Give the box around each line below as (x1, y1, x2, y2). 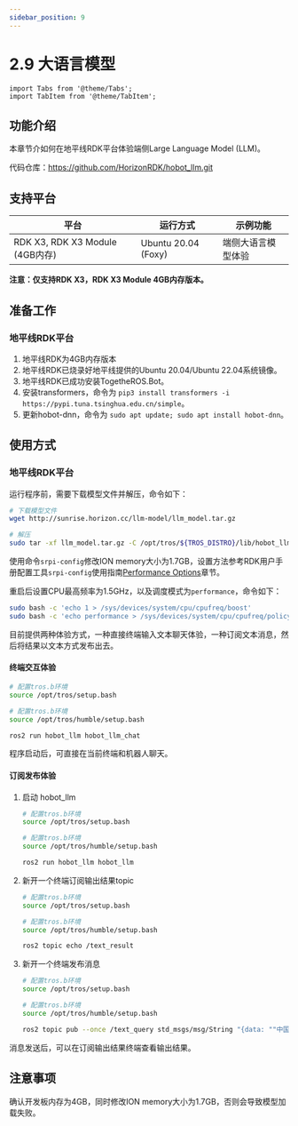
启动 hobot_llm (21, 792, 76, 803)
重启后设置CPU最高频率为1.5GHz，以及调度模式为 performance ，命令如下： (9, 586, 282, 596)
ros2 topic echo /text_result (21, 941, 135, 951)
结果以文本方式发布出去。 (24, 640, 118, 651)
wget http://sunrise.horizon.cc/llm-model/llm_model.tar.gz (9, 515, 237, 523)
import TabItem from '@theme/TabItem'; (9, 92, 157, 100)
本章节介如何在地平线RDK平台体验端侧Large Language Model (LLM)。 (9, 143, 266, 154)
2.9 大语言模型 (9, 54, 116, 74)
